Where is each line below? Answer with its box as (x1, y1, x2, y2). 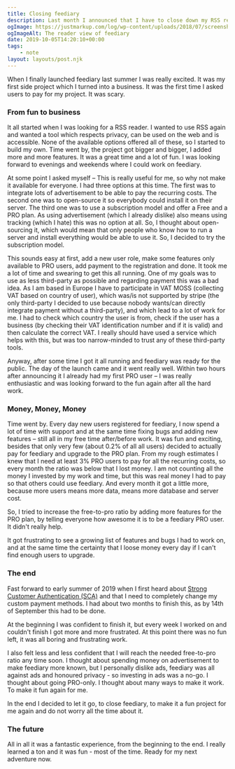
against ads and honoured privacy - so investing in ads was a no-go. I (7, 670, 208, 679)
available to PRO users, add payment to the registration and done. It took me (7, 261, 227, 270)
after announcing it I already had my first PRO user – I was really (7, 372, 192, 380)
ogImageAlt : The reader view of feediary (7, 29, 130, 37)
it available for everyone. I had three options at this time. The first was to (7, 181, 216, 189)
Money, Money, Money (7, 403, 87, 413)
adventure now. (7, 754, 52, 763)
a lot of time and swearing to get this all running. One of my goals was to (7, 269, 217, 278)
